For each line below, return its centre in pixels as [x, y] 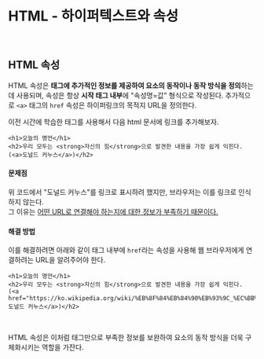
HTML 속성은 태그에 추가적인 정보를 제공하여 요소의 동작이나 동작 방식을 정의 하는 [131, 85]
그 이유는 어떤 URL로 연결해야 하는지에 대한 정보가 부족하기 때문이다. [113, 211]
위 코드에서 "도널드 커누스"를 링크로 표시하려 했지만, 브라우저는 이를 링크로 [123, 192]
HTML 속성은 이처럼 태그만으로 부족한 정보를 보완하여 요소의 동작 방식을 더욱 [126, 338]
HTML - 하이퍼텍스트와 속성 [93, 16]
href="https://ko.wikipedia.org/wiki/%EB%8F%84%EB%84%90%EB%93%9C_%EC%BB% [133, 299]
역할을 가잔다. [63, 347]
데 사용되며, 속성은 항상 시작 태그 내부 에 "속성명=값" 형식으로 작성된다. [116, 95]
